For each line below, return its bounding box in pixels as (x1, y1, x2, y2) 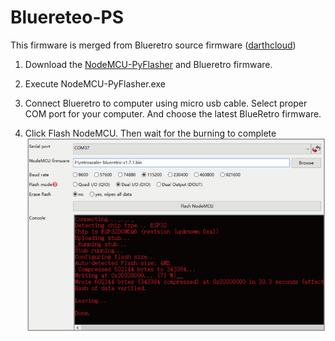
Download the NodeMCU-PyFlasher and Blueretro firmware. (24, 58, 273, 70)
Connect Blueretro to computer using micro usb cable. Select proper (24, 97, 308, 109)
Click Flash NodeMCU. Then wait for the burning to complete (24, 127, 277, 139)
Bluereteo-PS (10, 6, 125, 29)
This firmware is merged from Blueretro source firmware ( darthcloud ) (10, 39, 297, 51)
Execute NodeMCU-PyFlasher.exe (24, 77, 166, 90)
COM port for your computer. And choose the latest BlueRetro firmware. (24, 107, 322, 120)
